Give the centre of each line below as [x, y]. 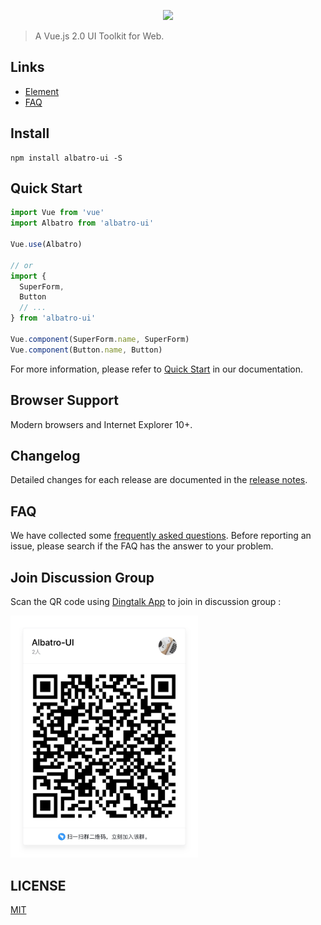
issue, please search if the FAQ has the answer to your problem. [142, 546]
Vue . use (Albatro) [46, 245]
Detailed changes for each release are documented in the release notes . [159, 480]
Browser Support [65, 400]
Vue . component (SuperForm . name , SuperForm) [100, 339]
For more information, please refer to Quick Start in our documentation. [156, 369]
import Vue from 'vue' [57, 213]
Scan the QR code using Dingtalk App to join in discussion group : [146, 601]
